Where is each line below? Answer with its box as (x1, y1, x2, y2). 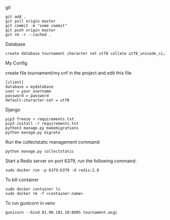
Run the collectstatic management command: (5, 139, 101, 145)
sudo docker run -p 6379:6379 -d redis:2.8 (5, 168, 100, 173)
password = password (5, 93, 50, 98)
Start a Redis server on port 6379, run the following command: (5, 158, 137, 164)
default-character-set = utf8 (5, 98, 70, 103)
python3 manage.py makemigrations (5, 125, 79, 130)
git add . (5, 14, 27, 19)
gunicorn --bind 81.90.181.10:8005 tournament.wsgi (5, 210, 117, 215)
